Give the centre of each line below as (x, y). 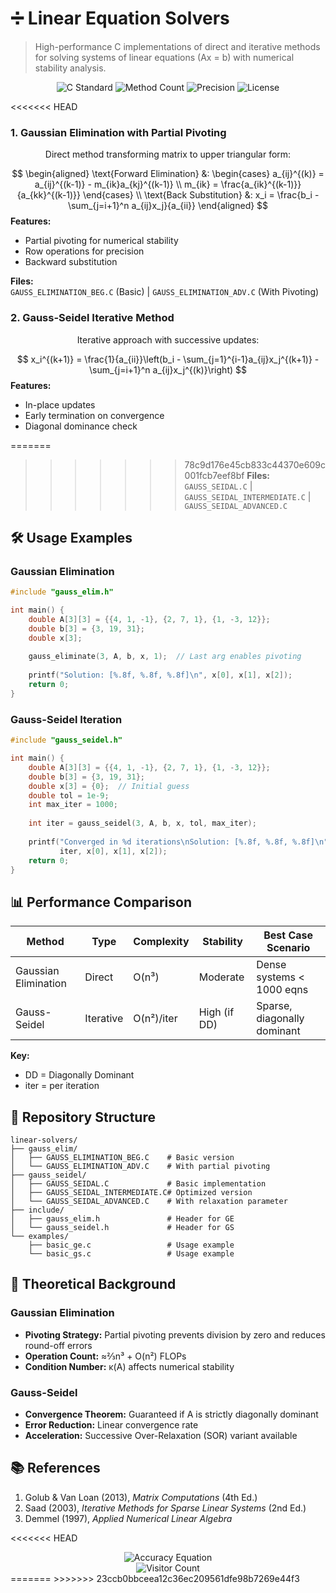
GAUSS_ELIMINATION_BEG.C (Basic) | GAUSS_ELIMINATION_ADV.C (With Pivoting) (165, 292)
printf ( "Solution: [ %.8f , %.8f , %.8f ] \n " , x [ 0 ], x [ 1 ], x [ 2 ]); (160, 675)
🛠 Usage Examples (71, 537)
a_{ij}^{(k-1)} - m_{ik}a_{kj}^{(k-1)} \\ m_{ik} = (126, 184)
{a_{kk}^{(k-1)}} (49, 195)
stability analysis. (70, 68)
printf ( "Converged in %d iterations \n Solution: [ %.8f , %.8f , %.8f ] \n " (178, 842)
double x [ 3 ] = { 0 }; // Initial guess (109, 786)
